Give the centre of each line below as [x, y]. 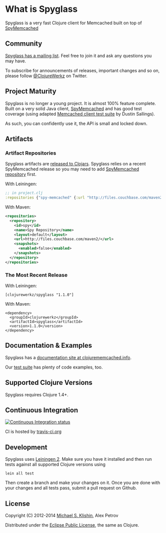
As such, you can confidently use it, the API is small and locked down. [76, 123]
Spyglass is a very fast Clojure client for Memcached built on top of [74, 23]
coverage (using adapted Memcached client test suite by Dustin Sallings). [80, 114]
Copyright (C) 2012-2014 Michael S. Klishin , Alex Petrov [62, 515]
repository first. [21, 174]
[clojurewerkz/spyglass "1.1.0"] [40, 295]
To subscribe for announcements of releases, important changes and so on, [82, 70]
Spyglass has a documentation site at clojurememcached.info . [68, 357]
